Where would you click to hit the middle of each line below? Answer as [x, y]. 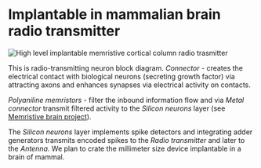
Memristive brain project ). [50, 116]
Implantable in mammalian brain [114, 15]
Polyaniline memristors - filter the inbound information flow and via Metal [126, 100]
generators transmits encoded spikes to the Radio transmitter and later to [127, 140]
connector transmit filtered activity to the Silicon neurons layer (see [117, 108]
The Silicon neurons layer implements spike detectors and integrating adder [130, 132]
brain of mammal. [36, 157]
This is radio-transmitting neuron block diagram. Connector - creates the [126, 68]
